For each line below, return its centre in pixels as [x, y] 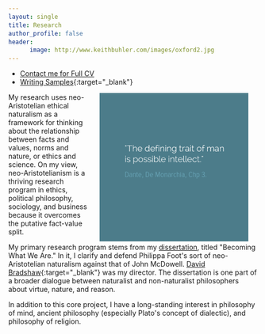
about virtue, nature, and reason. [62, 290]
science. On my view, [43, 165]
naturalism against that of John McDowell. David [126, 264]
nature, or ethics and [42, 156]
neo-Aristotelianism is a [47, 173]
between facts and [39, 139]
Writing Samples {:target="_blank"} [76, 82]
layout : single [33, 17]
